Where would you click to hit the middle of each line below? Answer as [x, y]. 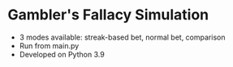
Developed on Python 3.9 [62, 54]
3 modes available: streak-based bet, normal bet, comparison [122, 37]
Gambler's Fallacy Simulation [108, 15]
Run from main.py [49, 45]
